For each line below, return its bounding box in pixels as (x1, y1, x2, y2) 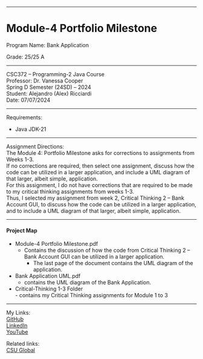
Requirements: (6, 113, 42, 121)
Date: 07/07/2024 (6, 96, 51, 104)
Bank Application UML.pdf (14, 272, 81, 280)
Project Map (6, 226, 37, 234)
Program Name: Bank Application (6, 41, 89, 48)
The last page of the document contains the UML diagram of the (33, 260, 193, 267)
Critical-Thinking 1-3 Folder (14, 285, 83, 292)
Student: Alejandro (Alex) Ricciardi (6, 90, 92, 97)
